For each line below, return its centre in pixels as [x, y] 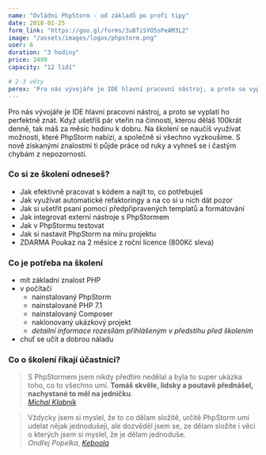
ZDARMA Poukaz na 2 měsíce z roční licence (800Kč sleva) [117, 242]
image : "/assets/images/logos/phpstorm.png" [83, 38]
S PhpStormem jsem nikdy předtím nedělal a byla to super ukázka [135, 377]
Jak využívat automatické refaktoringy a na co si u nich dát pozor [126, 200]
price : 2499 [28, 60]
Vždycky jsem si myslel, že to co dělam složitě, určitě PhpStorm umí [138, 418]
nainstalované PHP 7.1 [67, 306]
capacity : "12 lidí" [42, 67]
